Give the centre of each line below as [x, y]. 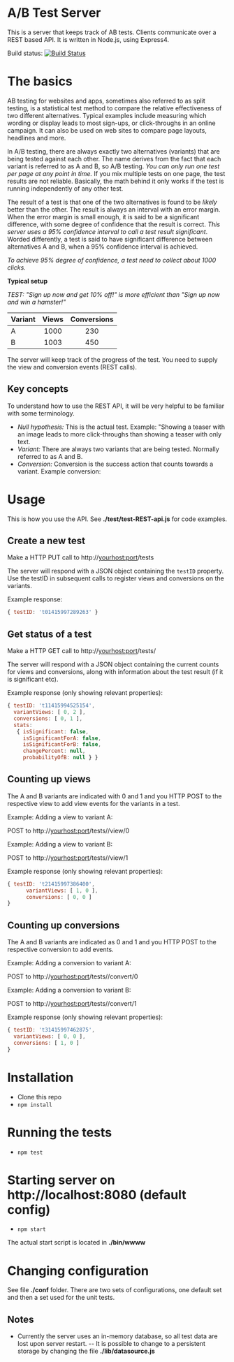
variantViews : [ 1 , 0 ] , [62, 891]
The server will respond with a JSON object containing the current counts [113, 664]
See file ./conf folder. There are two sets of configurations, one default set [115, 1290]
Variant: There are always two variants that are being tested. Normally [118, 449]
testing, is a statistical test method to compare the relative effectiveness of [115, 108]
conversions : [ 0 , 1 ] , [48, 718]
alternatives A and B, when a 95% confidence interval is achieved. [103, 247]
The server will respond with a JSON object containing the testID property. [116, 571]
